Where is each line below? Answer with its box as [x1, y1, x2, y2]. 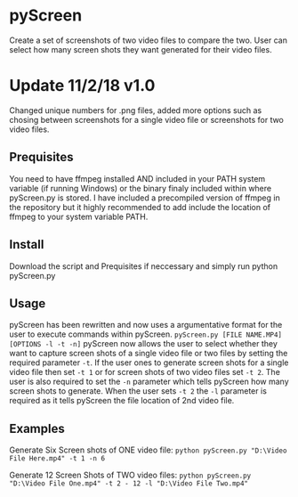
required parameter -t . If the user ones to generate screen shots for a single [9, 357, 289, 368]
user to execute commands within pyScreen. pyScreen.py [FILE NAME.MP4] [9, 329, 283, 339]
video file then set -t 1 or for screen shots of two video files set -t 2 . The [9, 367, 280, 378]
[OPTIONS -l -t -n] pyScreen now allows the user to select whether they [9, 338, 278, 349]
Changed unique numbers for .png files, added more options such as [9, 104, 262, 116]
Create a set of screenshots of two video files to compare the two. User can [9, 35, 287, 45]
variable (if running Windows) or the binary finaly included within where [9, 183, 272, 193]
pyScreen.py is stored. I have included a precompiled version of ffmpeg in [9, 192, 280, 203]
